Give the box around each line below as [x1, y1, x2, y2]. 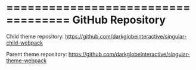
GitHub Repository [72, 13, 166, 27]
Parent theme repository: [6, 50, 67, 58]
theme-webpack [6, 57, 47, 64]
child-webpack [6, 39, 43, 46]
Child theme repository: [6, 33, 64, 40]
